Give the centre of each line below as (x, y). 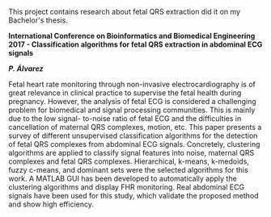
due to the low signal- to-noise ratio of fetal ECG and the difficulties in (125, 119)
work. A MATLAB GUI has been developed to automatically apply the (123, 178)
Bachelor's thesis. (38, 20)
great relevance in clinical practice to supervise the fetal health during (125, 93)
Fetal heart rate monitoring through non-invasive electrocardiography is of (132, 84)
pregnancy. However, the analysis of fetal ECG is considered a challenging (132, 101)
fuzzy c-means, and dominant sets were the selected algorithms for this (128, 170)
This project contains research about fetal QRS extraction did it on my (125, 12)
